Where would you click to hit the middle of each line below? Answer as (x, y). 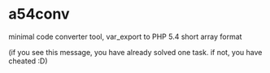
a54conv (39, 14)
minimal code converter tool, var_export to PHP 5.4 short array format (125, 36)
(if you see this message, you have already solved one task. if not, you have (135, 52)
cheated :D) (28, 61)
